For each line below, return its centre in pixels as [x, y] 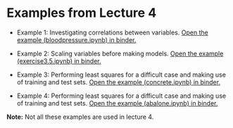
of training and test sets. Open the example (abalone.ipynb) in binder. [117, 103]
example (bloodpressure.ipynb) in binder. [76, 39]
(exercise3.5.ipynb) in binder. [59, 60]
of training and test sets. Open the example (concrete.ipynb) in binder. [119, 82]
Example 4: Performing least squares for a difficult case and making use [121, 96]
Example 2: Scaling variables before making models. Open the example [120, 53]
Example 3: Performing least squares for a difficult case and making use [121, 75]
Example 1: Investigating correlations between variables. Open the [112, 32]
